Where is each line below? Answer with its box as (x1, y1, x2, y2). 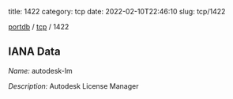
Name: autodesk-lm (8, 66, 73, 75)
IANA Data (8, 45, 61, 59)
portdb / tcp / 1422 (8, 22, 70, 31)
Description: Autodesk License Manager (8, 81, 139, 90)
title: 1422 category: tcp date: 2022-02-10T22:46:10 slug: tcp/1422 (8, 7, 226, 16)
